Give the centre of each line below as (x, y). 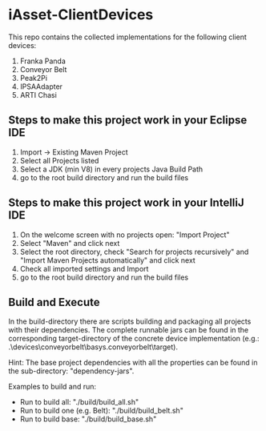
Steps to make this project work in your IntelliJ (126, 203)
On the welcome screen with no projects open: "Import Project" (125, 235)
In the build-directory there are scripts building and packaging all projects (130, 321)
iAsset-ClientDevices (81, 15)
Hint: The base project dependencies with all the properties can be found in (133, 363)
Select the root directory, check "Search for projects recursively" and (134, 252)
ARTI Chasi (38, 95)
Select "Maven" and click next (70, 243)
